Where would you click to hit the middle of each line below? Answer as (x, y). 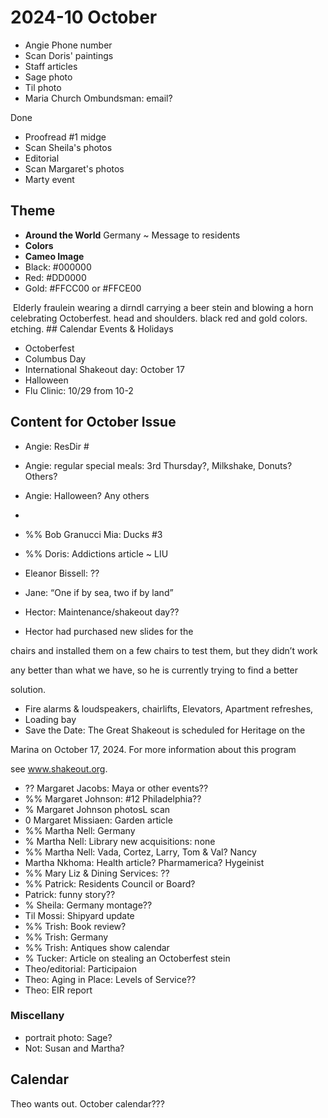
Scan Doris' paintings (69, 55)
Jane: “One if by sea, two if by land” (99, 592)
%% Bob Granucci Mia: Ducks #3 (93, 534)
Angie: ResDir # (57, 446)
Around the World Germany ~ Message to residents (132, 235)
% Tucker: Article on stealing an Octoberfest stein (127, 958)
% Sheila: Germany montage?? (88, 905)
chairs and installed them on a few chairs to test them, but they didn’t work (164, 650)
